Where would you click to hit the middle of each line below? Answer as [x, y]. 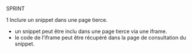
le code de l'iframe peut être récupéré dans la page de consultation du [100, 37]
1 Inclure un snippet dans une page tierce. [57, 20]
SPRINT [16, 9]
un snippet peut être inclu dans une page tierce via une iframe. [91, 31]
